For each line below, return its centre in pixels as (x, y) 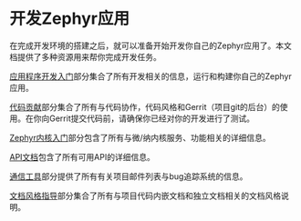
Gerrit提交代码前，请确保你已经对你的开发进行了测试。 (152, 118)
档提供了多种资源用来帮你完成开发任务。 (85, 56)
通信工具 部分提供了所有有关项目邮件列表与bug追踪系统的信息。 (129, 176)
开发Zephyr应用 (70, 19)
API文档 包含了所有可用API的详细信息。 (82, 156)
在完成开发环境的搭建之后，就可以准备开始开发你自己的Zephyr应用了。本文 (150, 45)
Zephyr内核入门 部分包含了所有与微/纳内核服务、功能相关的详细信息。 (140, 137)
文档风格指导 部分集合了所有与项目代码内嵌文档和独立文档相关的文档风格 (145, 196)
